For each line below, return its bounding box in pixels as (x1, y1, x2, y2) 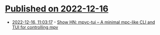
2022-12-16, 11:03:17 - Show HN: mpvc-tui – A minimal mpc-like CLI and (12, 19, 155, 25)
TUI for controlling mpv (12, 24, 58, 30)
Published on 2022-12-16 (5, 3, 109, 14)
